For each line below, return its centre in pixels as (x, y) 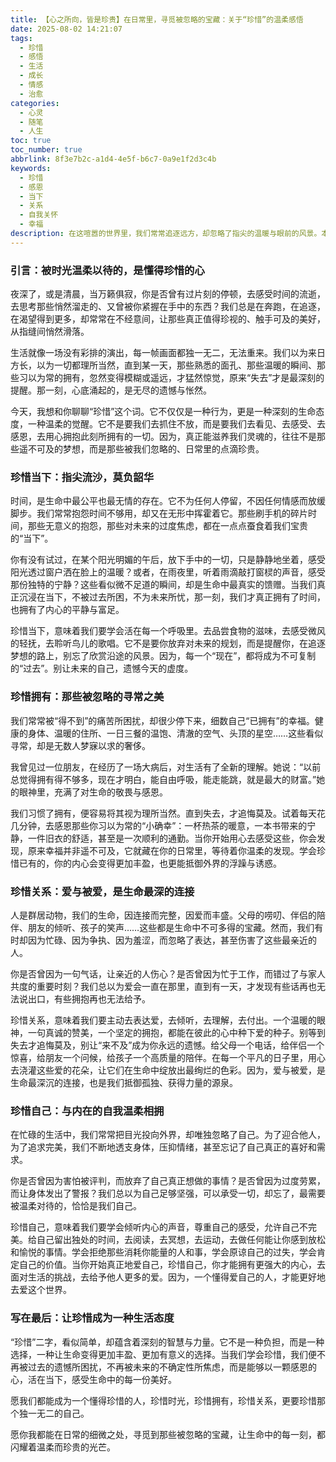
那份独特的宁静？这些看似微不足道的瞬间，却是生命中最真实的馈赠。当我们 (163, 585)
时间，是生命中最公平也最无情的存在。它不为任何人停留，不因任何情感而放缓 (168, 501)
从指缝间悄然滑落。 (50, 332)
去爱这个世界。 (41, 1290)
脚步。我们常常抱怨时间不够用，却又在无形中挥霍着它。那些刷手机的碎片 (159, 513)
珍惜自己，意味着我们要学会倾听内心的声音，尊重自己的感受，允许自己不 (159, 1227)
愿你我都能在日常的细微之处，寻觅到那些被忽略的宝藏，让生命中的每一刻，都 (168, 1434)
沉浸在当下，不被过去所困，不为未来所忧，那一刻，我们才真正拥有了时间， (172, 597)
